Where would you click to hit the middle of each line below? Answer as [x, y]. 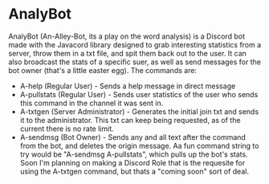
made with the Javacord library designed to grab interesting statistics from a [135, 44]
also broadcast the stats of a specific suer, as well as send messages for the [134, 62]
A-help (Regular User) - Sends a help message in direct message [128, 86]
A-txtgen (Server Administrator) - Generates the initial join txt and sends [139, 111]
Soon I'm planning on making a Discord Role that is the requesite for [132, 162]
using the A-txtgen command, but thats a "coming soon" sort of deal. [134, 171]
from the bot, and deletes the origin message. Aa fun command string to [139, 145]
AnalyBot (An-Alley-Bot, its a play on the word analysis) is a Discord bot [126, 36]
